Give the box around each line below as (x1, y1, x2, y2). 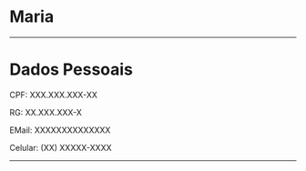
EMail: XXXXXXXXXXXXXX (9, 125, 111, 136)
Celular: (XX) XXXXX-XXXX (9, 142, 112, 153)
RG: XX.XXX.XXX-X (9, 106, 82, 117)
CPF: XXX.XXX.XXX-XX (9, 89, 97, 100)
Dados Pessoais (9, 59, 134, 80)
